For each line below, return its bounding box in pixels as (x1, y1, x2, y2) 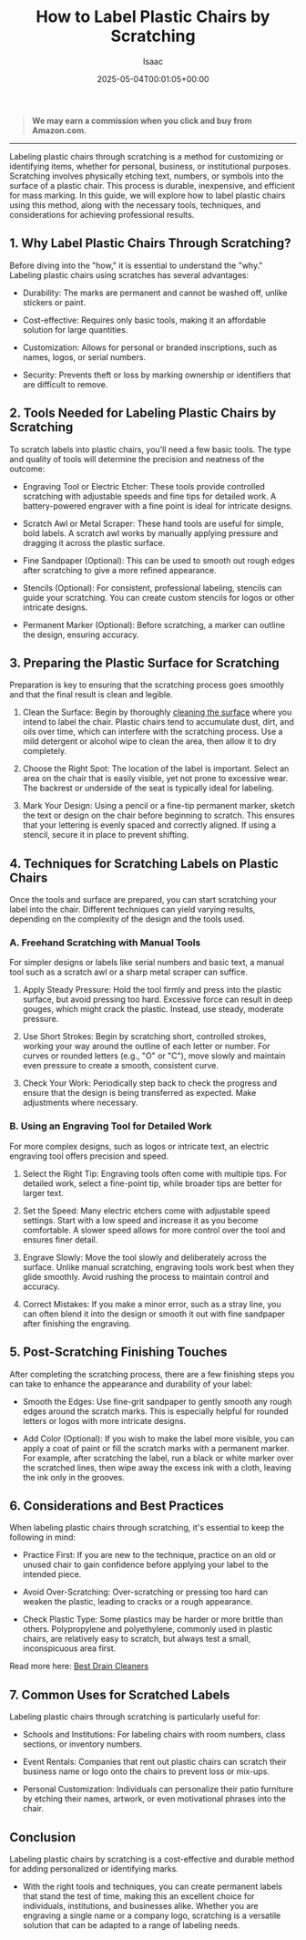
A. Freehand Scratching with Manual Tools (9, 936, 201, 949)
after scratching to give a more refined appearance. (22, 564, 217, 575)
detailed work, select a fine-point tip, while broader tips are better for (22, 1178, 282, 1189)
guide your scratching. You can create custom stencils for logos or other (22, 592, 295, 603)
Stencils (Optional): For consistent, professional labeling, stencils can (22, 582, 282, 593)
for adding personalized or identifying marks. (9, 1863, 179, 1874)
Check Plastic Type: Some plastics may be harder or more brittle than (22, 1614, 284, 1625)
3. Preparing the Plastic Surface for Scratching (9, 655, 280, 671)
